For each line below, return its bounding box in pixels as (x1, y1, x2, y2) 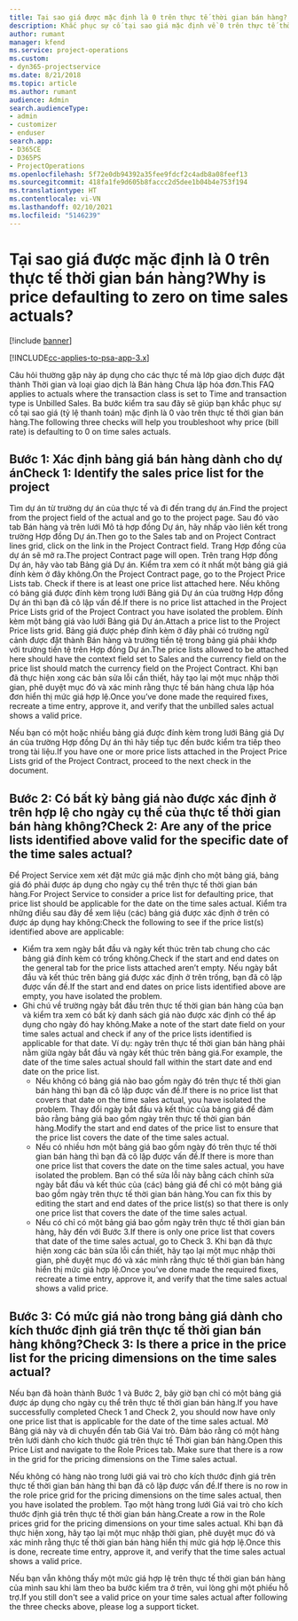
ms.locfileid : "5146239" (9, 210, 101, 220)
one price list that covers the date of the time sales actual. (35, 1208, 248, 1218)
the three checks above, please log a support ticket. (9, 1601, 200, 1611)
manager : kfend (9, 37, 66, 47)
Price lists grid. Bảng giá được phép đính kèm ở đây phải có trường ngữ (9, 626, 269, 636)
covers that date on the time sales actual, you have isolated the (35, 1095, 266, 1106)
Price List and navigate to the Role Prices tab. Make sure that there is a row (9, 1444, 284, 1455)
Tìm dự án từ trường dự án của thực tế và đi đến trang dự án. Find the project (9, 503, 288, 514)
